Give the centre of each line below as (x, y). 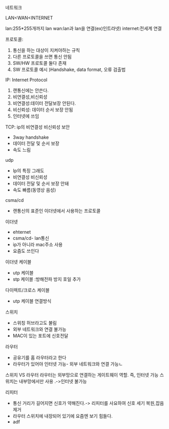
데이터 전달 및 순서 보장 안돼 (41, 183)
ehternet (22, 232)
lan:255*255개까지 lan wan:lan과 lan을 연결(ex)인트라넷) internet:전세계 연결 (84, 28)
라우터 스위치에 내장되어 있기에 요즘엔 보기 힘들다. (62, 416)
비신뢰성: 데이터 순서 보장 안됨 (43, 110)
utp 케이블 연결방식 (32, 301)
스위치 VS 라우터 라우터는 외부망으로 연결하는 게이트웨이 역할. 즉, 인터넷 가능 (82, 375)
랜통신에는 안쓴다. (30, 90)
